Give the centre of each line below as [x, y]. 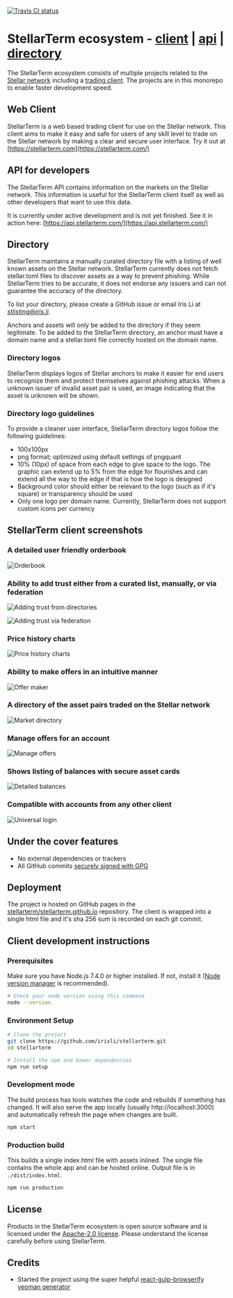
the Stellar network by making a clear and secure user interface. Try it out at [116, 141]
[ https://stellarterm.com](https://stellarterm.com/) [78, 148]
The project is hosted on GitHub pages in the [71, 904]
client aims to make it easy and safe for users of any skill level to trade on [112, 134]
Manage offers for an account [58, 738]
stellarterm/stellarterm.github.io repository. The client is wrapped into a [109, 912]
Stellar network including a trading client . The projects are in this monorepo [115, 80]
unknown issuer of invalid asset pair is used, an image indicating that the [111, 388]
